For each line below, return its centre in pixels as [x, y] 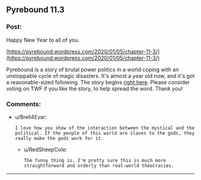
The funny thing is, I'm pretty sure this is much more [95, 160]
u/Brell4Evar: [31, 117]
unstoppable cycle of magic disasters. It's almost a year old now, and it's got [100, 76]
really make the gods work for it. [59, 138]
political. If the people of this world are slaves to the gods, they [105, 133]
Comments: [24, 104]
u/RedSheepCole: [45, 150]
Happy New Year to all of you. [43, 40]
